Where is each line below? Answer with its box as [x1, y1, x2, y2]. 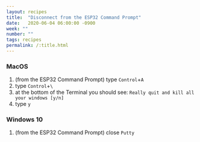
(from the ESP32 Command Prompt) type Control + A [14, 76, 144, 83]
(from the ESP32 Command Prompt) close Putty [14, 129, 134, 136]
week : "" [6, 25, 28, 32]
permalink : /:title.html [6, 43, 69, 49]
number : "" [6, 31, 34, 37]
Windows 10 [6, 116, 43, 124]
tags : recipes [6, 37, 42, 43]
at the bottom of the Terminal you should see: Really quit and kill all [14, 88, 195, 96]
